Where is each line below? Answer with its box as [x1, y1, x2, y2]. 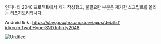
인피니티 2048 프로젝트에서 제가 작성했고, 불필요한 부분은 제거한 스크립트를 [5, 4, 148, 10]
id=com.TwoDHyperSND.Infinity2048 [5, 25, 80, 30]
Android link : [5, 20, 32, 25]
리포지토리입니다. [10, 10, 43, 16]
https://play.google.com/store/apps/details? [32, 20, 120, 25]
